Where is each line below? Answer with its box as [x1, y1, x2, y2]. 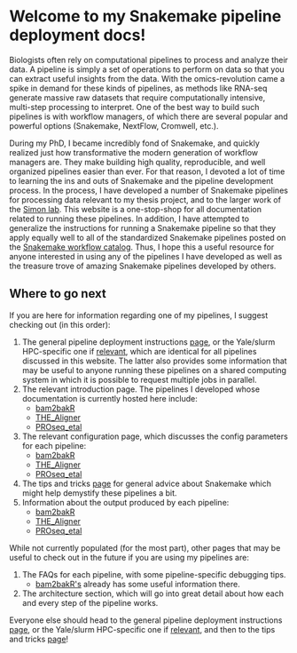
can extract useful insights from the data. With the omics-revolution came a [9, 73, 285, 84]
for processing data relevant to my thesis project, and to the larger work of [9, 194, 282, 205]
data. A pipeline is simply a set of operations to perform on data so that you [9, 64, 285, 75]
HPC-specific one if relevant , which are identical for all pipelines [21, 346, 257, 356]
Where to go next [9, 286, 106, 301]
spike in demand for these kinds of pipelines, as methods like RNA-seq [9, 83, 268, 93]
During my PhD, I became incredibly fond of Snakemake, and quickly [9, 138, 260, 148]
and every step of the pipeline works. [21, 597, 159, 608]
